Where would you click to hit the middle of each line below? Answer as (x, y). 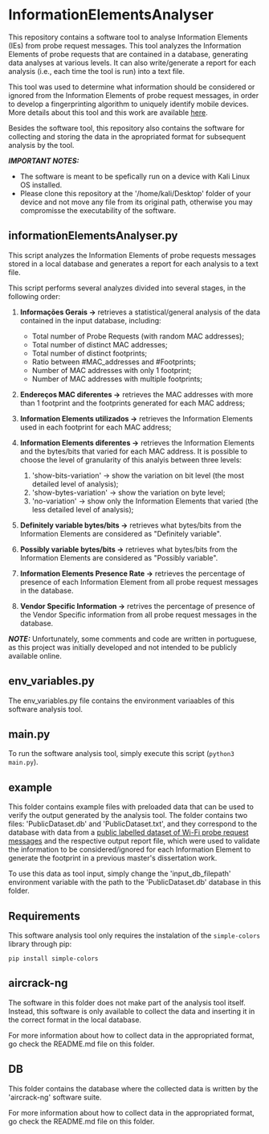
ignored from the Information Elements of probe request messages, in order (134, 95)
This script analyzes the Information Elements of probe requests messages (132, 255)
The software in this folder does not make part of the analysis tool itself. (127, 1002)
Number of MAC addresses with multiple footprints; (117, 379)
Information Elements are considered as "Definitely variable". (121, 533)
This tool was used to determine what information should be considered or (132, 87)
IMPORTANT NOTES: (44, 160)
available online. (35, 655)
